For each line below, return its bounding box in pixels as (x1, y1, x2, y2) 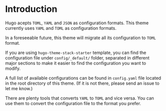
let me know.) (5, 85, 33, 91)
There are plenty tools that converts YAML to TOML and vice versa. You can (5, 95, 154, 101)
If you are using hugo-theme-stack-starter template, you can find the (5, 50, 147, 55)
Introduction (5, 3, 58, 15)
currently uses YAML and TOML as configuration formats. (5, 25, 117, 31)
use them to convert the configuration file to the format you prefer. (5, 100, 142, 106)
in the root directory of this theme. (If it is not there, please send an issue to (5, 80, 160, 86)
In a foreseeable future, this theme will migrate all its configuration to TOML (5, 35, 156, 41)
